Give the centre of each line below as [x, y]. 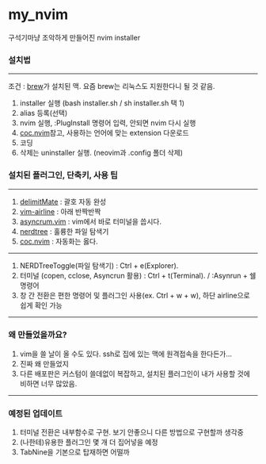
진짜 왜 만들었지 [44, 363]
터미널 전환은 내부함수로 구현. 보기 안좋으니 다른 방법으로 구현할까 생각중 [131, 432]
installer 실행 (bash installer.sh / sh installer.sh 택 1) [102, 103]
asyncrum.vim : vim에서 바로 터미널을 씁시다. [91, 221]
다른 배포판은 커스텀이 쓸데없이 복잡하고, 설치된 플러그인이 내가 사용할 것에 [135, 374]
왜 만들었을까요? [38, 335]
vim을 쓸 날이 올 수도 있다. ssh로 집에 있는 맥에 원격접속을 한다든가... [125, 354]
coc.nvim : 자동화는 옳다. [59, 241]
